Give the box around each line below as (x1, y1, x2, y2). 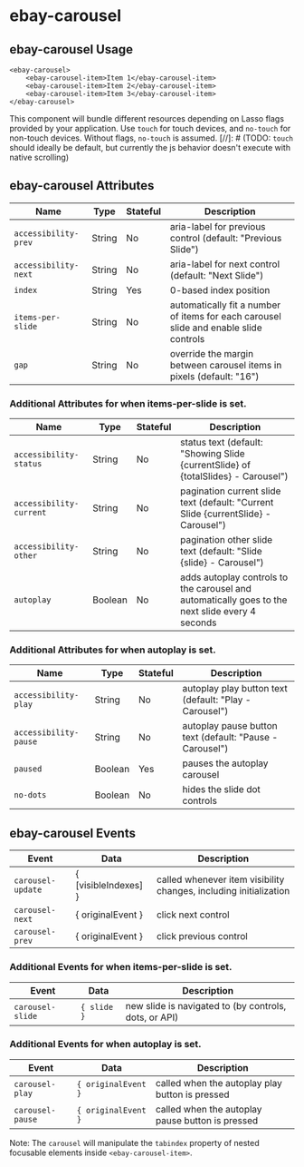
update (14, 885, 43, 895)
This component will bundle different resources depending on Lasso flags (9, 113, 285, 123)
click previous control (157, 930, 249, 943)
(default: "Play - (182, 693, 252, 706)
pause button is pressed (155, 1113, 259, 1126)
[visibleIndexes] (75, 879, 144, 892)
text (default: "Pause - (182, 731, 279, 744)
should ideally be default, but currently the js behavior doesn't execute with (9, 142, 291, 152)
